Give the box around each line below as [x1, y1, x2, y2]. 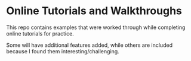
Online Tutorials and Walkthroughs [6, 4, 182, 18]
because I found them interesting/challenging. [6, 47, 119, 54]
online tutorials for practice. [6, 30, 75, 37]
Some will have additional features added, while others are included [6, 41, 173, 49]
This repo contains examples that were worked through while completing [6, 24, 186, 31]
